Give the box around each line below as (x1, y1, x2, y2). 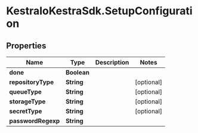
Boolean (65, 69, 89, 76)
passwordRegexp (9, 117, 60, 125)
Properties (6, 41, 47, 51)
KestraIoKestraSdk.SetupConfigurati (6, 4, 193, 18)
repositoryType (9, 78, 54, 86)
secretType (9, 107, 42, 115)
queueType (9, 88, 42, 96)
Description (95, 58, 129, 66)
